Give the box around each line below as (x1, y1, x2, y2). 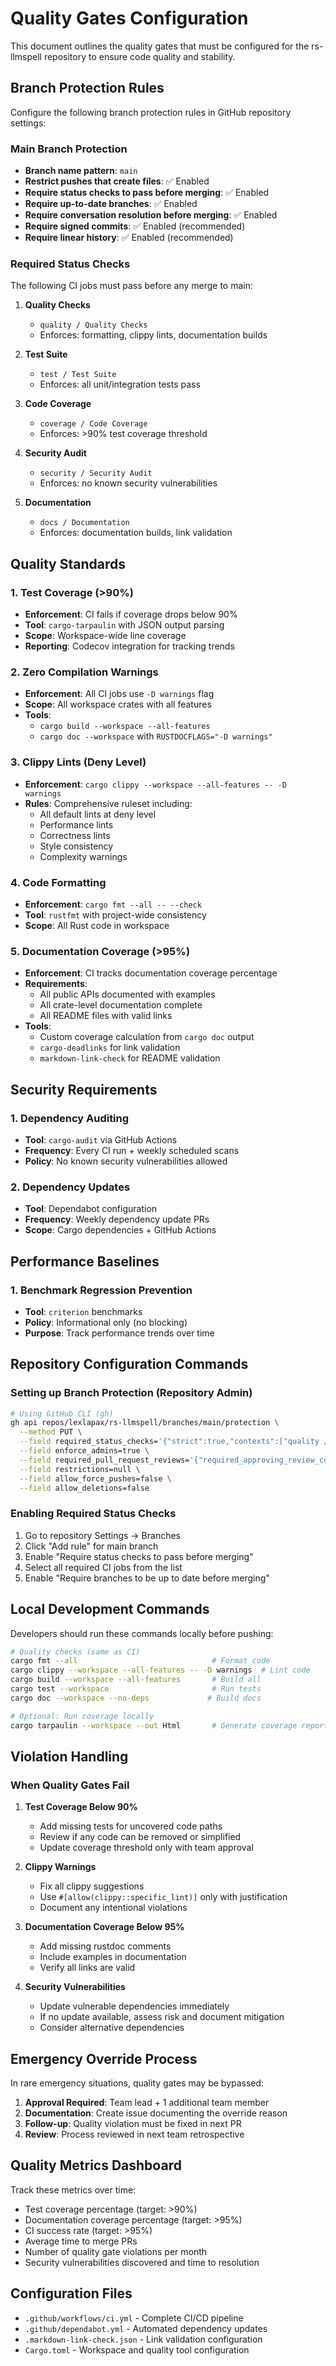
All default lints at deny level (39, 808, 157, 820)
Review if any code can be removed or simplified (39, 1831, 242, 1843)
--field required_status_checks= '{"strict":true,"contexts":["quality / (19, 1437, 329, 1447)
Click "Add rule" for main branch (24, 1540, 159, 1552)
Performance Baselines (10, 1253, 160, 1270)
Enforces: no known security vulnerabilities (39, 477, 218, 489)
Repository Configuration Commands (10, 1356, 249, 1373)
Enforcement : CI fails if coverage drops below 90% (24, 608, 238, 621)
